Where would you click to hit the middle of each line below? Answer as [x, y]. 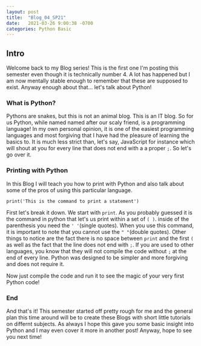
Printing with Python [37, 170]
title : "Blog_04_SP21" [36, 18]
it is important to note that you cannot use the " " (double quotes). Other [96, 231]
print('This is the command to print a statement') [73, 201]
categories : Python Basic [39, 29]
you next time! [24, 336]
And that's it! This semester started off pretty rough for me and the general [100, 311]
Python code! [23, 282]
